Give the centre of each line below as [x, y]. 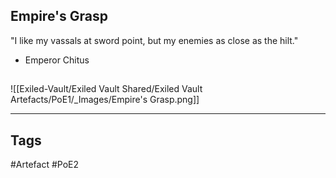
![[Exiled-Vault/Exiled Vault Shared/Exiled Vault [106, 89]
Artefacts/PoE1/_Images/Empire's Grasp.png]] [105, 100]
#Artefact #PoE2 [45, 165]
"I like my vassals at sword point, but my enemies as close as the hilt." [154, 40]
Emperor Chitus [57, 60]
